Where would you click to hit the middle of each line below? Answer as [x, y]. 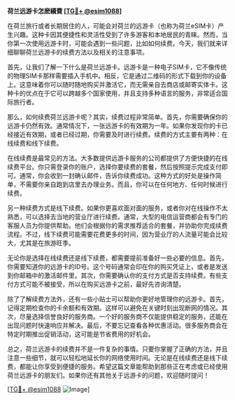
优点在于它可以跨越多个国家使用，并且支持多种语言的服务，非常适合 [123, 93]
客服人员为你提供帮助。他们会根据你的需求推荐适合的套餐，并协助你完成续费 [117, 226]
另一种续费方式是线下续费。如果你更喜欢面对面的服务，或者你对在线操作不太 [117, 208]
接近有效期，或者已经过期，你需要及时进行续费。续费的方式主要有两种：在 [120, 135]
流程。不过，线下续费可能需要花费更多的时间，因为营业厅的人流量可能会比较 [117, 234]
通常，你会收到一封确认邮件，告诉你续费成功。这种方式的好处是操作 [117, 175]
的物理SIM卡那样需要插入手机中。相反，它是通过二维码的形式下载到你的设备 [117, 76]
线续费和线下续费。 [35, 143]
